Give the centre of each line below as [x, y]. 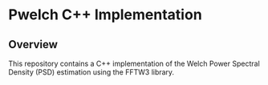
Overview [33, 45]
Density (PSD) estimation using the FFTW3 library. [91, 72]
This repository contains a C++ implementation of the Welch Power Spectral [134, 63]
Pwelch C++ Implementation [105, 15]
